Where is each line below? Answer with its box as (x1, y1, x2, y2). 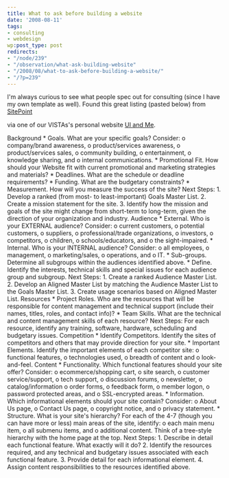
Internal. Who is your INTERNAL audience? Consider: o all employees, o (7, 243, 210, 252)
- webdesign (7, 36, 41, 43)
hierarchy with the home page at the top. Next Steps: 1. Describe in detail (7, 434, 214, 442)
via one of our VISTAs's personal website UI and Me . (7, 121, 156, 129)
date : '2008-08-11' (7, 17, 63, 23)
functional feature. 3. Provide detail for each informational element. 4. (7, 455, 204, 464)
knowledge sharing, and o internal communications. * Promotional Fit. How (7, 156, 219, 164)
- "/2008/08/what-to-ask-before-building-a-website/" (7, 67, 165, 74)
